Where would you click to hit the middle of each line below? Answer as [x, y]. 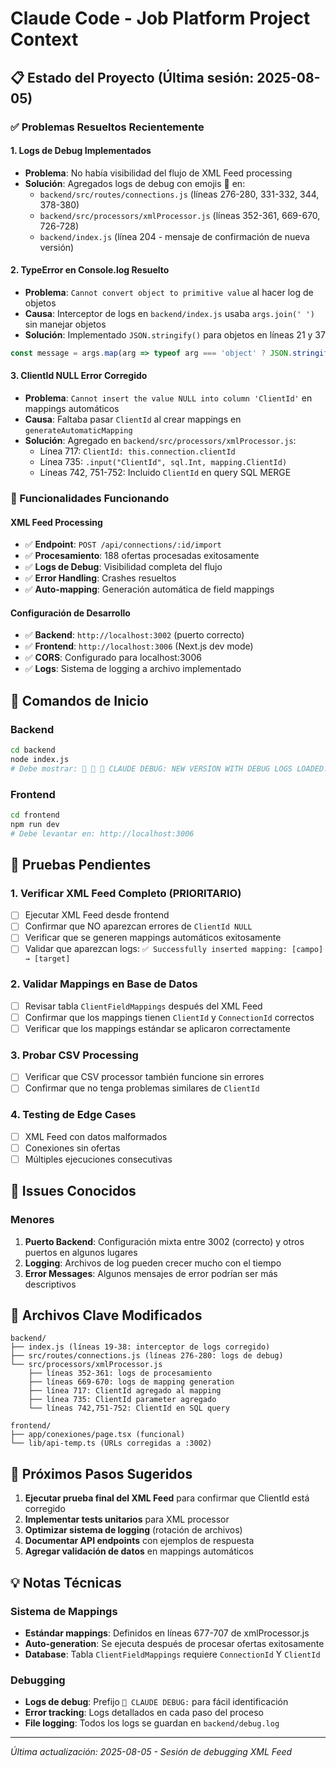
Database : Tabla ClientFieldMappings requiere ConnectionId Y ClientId [172, 1654]
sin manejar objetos [65, 324]
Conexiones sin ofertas [72, 1148]
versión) [57, 247]
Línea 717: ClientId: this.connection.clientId [137, 451]
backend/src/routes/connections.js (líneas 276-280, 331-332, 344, [179, 194]
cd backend [33, 750]
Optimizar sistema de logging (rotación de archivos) [133, 1530]
